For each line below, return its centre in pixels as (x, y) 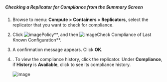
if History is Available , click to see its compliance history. (72, 64)
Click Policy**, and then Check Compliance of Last (82, 34)
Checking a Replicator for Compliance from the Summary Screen (74, 7)
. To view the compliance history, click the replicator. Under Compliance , (87, 59)
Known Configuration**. (37, 39)
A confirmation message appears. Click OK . (57, 49)
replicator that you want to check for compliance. (63, 24)
